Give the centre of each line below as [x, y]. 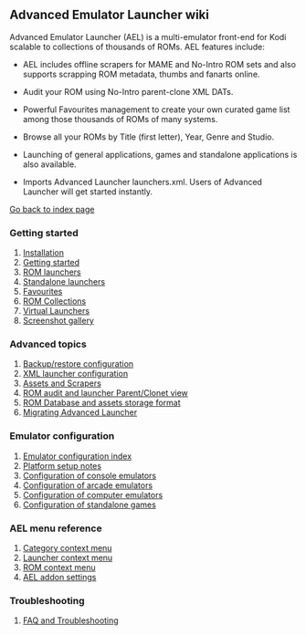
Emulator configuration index [77, 456]
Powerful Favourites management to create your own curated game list [156, 109]
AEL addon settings [59, 577]
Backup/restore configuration [78, 364]
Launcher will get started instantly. [88, 192]
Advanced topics [48, 344]
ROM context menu [59, 567]
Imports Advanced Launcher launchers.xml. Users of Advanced [142, 182]
